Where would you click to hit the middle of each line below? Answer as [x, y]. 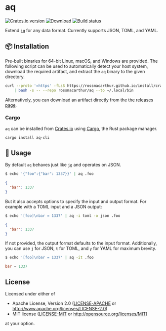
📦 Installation [27, 47]
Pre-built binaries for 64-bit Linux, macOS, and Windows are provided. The [82, 61]
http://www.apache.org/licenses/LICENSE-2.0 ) [60, 309]
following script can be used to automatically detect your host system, [77, 66]
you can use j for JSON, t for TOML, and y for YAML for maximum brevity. [81, 248]
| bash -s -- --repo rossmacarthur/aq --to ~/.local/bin [74, 90]
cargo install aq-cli [27, 137]
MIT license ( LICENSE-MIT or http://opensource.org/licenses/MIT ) [80, 314]
